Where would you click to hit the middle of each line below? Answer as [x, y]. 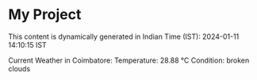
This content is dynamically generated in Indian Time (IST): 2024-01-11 [124, 36]
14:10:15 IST [27, 44]
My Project [45, 15]
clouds [19, 68]
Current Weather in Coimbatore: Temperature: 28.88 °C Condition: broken [129, 60]
